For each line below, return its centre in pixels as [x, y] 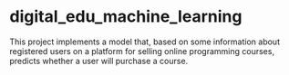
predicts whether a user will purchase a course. [99, 61]
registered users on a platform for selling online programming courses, [142, 51]
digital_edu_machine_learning [126, 17]
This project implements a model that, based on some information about [145, 42]
